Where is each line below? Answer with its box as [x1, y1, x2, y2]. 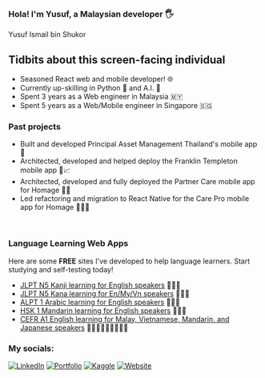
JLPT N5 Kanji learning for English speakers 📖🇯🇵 [19, 280, 182, 290]
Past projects [8, 121, 62, 132]
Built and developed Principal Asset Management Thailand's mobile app [19, 139, 258, 149]
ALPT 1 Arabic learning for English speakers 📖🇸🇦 [19, 297, 180, 307]
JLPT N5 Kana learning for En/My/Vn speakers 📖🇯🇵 [19, 288, 190, 298]
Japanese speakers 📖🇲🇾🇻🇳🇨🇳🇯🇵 [19, 323, 129, 332]
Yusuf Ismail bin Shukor [8, 30, 86, 39]
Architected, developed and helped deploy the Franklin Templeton [19, 156, 238, 166]
